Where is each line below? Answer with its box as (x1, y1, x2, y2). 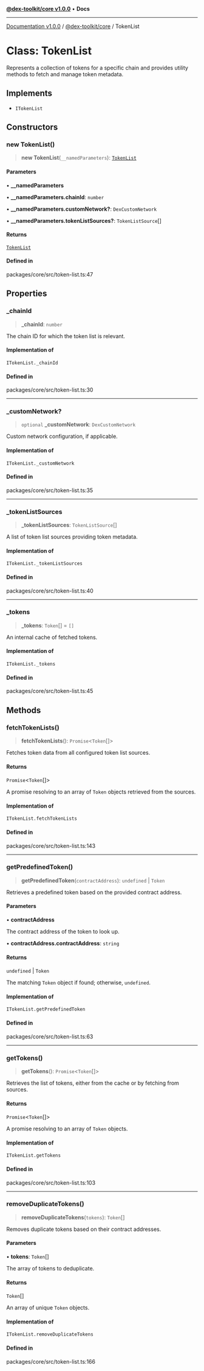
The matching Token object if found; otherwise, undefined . (6, 979, 151, 986)
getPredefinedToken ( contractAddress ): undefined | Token (21, 876, 165, 884)
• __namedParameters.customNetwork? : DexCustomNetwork (6, 205, 157, 213)
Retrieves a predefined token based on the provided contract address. (6, 889, 182, 896)
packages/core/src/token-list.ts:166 (6, 1358, 96, 1365)
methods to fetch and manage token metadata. (6, 70, 124, 78)
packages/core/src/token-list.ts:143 (6, 842, 96, 849)
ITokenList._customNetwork (6, 460, 75, 467)
